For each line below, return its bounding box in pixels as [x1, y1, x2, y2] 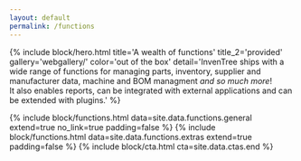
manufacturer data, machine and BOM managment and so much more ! [9, 75, 273, 86]
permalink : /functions [9, 22, 95, 31]
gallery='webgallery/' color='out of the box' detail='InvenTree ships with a [9, 56, 285, 67]
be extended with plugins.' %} [9, 94, 121, 105]
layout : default [9, 13, 71, 23]
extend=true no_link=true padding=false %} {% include [9, 121, 216, 132]
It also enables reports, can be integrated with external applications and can [9, 85, 293, 96]
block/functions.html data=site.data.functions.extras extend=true [9, 131, 253, 142]
